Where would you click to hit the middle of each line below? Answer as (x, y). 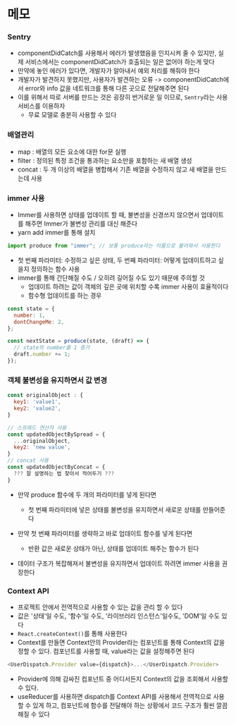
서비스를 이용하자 (41, 106)
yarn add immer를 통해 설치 (56, 233)
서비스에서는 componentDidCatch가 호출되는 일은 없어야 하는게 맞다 (120, 62)
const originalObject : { (45, 396)
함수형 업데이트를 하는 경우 (65, 295)
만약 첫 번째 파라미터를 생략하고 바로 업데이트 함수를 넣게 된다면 (105, 533)
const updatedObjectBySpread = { (56, 434)
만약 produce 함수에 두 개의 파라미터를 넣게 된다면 (87, 494)
